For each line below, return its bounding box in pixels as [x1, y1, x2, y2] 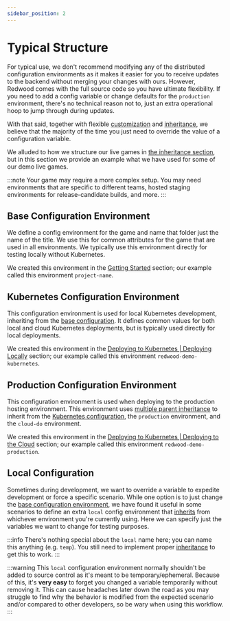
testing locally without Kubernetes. [7, 251, 105, 259]
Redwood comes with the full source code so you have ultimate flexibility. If [7, 84, 221, 93]
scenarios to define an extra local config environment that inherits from [7, 507, 211, 516]
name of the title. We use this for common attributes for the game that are [7, 235, 216, 244]
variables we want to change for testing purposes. [7, 522, 150, 530]
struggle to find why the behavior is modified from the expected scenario [7, 593, 214, 601]
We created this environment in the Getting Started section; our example [7, 264, 212, 272]
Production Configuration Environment [7, 379, 177, 391]
